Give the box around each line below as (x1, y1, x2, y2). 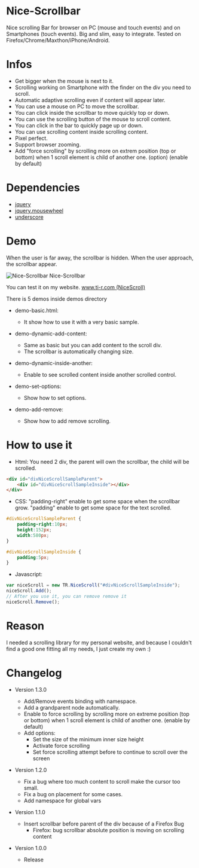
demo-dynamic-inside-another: (14, 359, 93, 366)
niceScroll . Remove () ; (6, 599, 60, 605)
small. (23, 784, 39, 791)
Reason (6, 619, 45, 632)
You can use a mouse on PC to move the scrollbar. (14, 103, 139, 110)
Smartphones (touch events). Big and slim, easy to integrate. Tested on (6, 30, 181, 37)
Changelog (6, 666, 62, 680)
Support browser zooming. (14, 140, 81, 148)
